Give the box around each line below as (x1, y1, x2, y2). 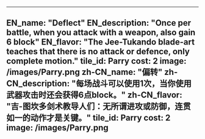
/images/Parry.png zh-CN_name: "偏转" (6, 67, 163, 77)
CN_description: (6, 79, 70, 89)
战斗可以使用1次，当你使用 (92, 79, 192, 89)
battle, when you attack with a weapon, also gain (6, 27, 196, 38)
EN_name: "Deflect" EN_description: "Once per (6, 18, 192, 28)
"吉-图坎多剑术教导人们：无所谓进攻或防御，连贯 (6, 101, 191, 112)
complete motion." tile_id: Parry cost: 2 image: (6, 56, 187, 66)
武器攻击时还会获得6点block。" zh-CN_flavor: (6, 90, 182, 101)
